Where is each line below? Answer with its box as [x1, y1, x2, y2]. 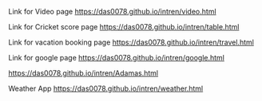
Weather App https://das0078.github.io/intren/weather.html [8, 84, 204, 93]
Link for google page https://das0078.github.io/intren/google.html [8, 53, 225, 62]
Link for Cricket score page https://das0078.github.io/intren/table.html [8, 22, 240, 31]
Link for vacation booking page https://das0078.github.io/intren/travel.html [8, 37, 254, 47]
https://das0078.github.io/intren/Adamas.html [8, 68, 158, 78]
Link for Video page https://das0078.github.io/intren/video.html [8, 7, 217, 16]
